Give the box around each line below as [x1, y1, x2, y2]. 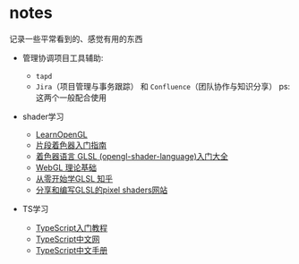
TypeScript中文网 [35, 234, 100, 244]
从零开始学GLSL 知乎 [35, 173, 114, 183]
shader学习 [21, 111, 64, 122]
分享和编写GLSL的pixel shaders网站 [35, 184, 168, 195]
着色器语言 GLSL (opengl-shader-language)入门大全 [35, 150, 228, 161]
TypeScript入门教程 [35, 222, 108, 233]
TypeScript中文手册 [35, 244, 108, 255]
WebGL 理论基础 [35, 162, 97, 173]
